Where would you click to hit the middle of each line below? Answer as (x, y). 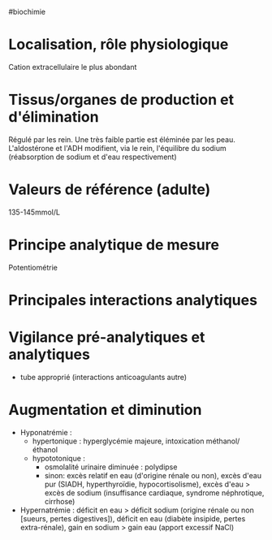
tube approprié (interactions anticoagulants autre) (104, 377)
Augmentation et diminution (105, 410)
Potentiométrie (33, 267)
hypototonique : (58, 458)
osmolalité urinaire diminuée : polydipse (111, 467)
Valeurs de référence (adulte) (110, 190)
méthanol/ (223, 441)
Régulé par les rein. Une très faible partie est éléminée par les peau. (122, 139)
